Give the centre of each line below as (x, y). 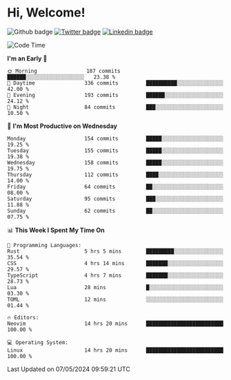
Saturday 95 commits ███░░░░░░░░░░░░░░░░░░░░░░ (115, 199)
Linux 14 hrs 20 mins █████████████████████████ (115, 350)
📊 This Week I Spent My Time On (56, 230)
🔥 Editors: (23, 317)
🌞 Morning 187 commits (64, 71)
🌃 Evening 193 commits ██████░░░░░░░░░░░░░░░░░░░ (115, 95)
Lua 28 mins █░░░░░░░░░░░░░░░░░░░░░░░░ (115, 287)
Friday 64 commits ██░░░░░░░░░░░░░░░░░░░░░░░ (115, 187)
